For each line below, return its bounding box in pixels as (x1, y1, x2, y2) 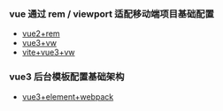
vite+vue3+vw (21, 47, 75, 58)
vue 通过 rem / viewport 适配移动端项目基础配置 (9, 7, 215, 19)
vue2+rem (21, 28, 60, 39)
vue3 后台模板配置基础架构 (9, 70, 125, 83)
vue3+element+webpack (21, 91, 114, 102)
